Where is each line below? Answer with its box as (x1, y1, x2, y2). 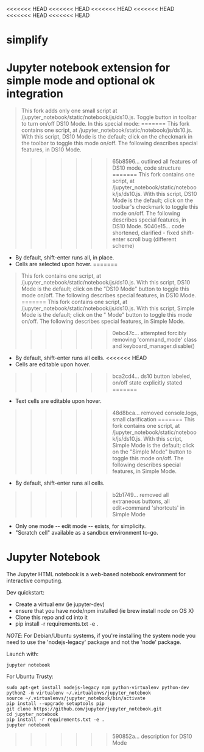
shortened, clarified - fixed (112, 229, 180, 237)
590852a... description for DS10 (112, 732, 192, 740)
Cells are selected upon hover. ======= (15, 261, 118, 268)
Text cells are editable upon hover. (15, 397, 102, 405)
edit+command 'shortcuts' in (112, 504, 185, 512)
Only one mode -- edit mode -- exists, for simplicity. (15, 522, 146, 530)
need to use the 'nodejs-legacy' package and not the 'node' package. (6, 638, 181, 646)
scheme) (112, 242, 135, 250)
